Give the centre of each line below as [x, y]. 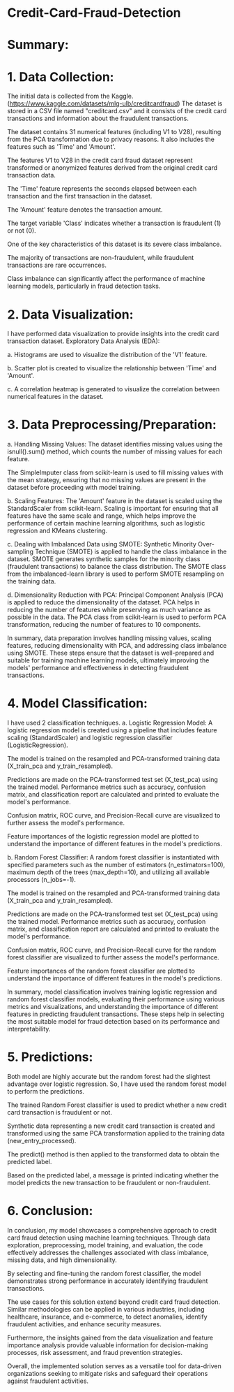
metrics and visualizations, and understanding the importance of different [113, 1007]
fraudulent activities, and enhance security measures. [84, 1324]
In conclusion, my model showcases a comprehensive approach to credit [112, 1230]
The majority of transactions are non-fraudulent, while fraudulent [101, 258]
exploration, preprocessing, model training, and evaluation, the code [105, 1245]
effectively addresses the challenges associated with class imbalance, [108, 1253]
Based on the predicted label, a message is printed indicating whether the [113, 1175]
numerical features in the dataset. [56, 397]
